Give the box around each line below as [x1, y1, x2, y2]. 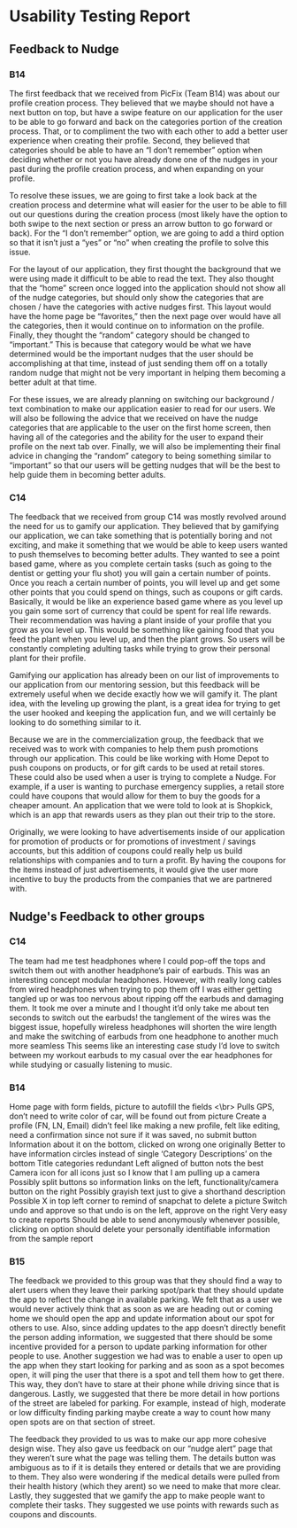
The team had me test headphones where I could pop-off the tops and [9, 955, 266, 966]
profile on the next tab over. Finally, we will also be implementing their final [9, 440, 281, 451]
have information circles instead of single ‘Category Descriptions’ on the [9, 1149, 272, 1159]
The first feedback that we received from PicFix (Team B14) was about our [9, 88, 280, 98]
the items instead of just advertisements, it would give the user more [9, 864, 259, 875]
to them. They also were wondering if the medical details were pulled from [9, 1471, 280, 1482]
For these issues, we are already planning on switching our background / [9, 394, 275, 404]
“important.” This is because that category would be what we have [9, 339, 252, 349]
